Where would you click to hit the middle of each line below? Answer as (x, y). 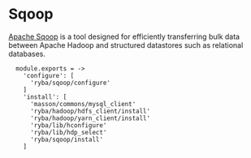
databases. (27, 53)
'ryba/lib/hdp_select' (68, 132)
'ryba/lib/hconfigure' (68, 125)
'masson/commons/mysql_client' (83, 104)
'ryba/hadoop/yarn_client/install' (90, 118)
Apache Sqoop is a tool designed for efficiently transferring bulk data (124, 36)
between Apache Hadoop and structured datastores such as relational (126, 45)
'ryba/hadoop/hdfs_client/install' (90, 111)
